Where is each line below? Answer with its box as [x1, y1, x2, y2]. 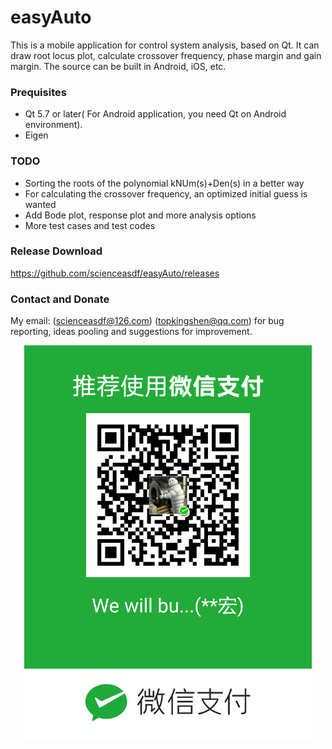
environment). [24, 119, 83, 131]
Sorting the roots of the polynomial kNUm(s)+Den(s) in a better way [24, 177, 305, 189]
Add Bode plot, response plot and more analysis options [24, 209, 257, 221]
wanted [24, 198, 57, 210]
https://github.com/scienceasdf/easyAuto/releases [10, 267, 220, 279]
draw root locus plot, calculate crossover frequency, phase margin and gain [10, 49, 322, 61]
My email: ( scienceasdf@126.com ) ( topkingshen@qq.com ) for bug [10, 315, 285, 327]
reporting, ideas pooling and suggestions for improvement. [10, 326, 253, 338]
